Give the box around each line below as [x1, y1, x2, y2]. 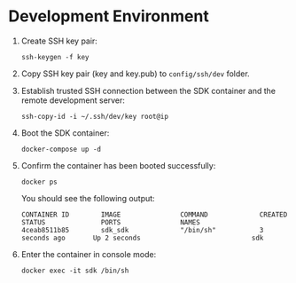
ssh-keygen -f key [20, 52, 90, 61]
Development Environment [8, 6, 209, 27]
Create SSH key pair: [20, 35, 98, 46]
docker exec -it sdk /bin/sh [20, 266, 129, 275]
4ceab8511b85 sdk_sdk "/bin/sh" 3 [20, 225, 264, 234]
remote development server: [20, 95, 126, 106]
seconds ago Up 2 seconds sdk [20, 233, 264, 242]
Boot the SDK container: [20, 127, 110, 138]
